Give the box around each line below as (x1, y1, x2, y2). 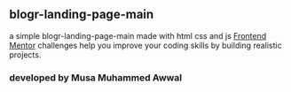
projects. (9, 49, 42, 60)
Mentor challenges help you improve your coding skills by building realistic (9, 40, 282, 50)
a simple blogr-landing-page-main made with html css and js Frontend (9, 30, 267, 41)
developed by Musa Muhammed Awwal (9, 71, 183, 83)
